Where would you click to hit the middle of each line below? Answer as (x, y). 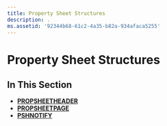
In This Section (40, 85)
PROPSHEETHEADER (48, 101)
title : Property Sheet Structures (56, 13)
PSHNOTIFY (35, 116)
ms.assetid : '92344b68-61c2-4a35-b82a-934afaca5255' (84, 26)
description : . (29, 20)
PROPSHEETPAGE (43, 108)
